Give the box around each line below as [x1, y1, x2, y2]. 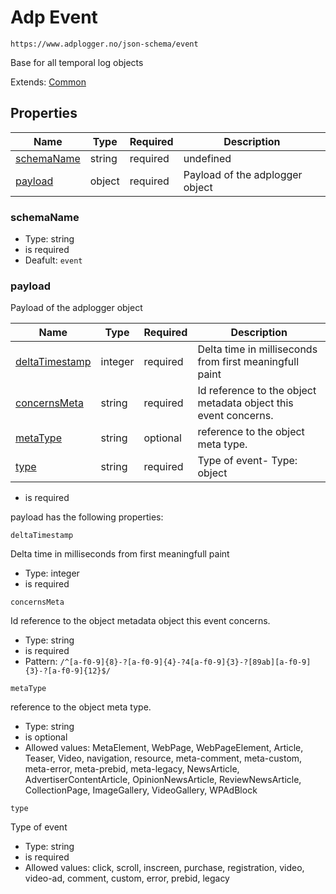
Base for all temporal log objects [10, 56, 144, 68]
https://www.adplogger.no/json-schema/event [10, 39, 199, 49]
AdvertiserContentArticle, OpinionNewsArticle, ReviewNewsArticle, [24, 774, 302, 786]
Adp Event [10, 6, 98, 29]
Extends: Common [10, 76, 87, 88]
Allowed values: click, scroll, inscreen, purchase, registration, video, [24, 862, 305, 874]
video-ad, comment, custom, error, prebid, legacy [24, 872, 230, 885]
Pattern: [24, 656, 58, 668]
